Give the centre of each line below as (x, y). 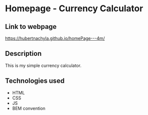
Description (23, 54)
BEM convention (29, 108)
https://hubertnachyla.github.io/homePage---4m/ (55, 38)
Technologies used (35, 81)
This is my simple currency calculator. (43, 65)
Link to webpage (31, 27)
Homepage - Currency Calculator (74, 9)
